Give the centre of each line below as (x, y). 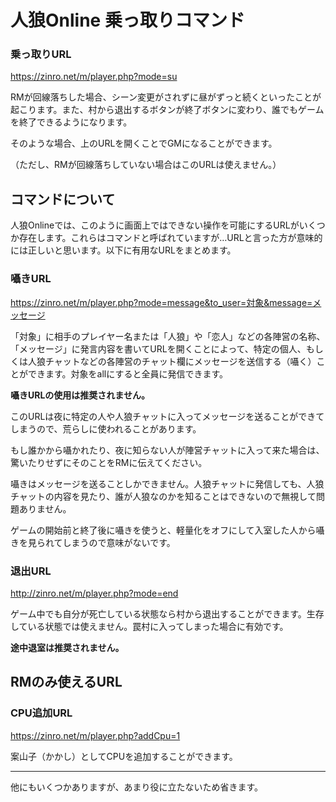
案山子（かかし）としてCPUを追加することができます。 (124, 756)
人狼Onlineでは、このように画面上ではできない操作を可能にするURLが (155, 225)
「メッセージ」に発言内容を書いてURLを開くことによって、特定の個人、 (158, 348)
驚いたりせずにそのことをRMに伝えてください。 (109, 462)
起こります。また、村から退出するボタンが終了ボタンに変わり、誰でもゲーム (167, 110)
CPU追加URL (41, 713)
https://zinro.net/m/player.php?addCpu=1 (95, 735)
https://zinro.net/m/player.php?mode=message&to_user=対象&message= (161, 302)
